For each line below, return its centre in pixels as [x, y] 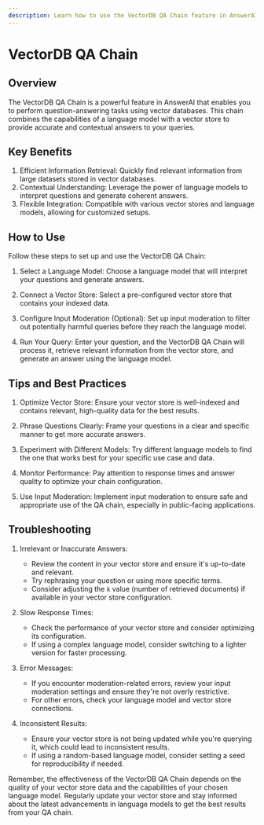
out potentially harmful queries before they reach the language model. [133, 327]
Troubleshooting [50, 530]
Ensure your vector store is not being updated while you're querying [141, 739]
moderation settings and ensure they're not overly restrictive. [130, 691]
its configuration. [59, 636]
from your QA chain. [40, 812]
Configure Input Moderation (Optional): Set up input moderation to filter [135, 318]
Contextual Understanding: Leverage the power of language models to [134, 187]
